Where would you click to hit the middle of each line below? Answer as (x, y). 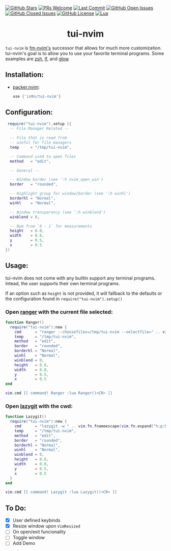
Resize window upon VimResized (46, 526)
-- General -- (25, 171)
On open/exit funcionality (39, 532)
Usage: (17, 266)
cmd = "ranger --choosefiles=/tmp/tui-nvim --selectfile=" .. (87, 332)
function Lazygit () (26, 417)
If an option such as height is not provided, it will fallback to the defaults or (84, 293)
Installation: (25, 75)
